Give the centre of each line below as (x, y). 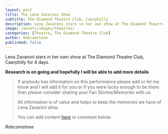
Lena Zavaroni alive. (38, 107)
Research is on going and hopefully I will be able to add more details (77, 72)
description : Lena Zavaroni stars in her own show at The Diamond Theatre (85, 24)
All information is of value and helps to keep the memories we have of (89, 102)
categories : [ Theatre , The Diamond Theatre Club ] (58, 33)
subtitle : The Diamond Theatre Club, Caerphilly (57, 19)
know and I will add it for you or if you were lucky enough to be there (88, 87)
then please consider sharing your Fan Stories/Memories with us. (84, 92)
